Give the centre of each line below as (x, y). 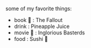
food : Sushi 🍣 (31, 39)
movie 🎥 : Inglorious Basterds (49, 33)
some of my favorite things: (39, 9)
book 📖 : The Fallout (38, 20)
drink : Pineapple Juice (42, 26)
